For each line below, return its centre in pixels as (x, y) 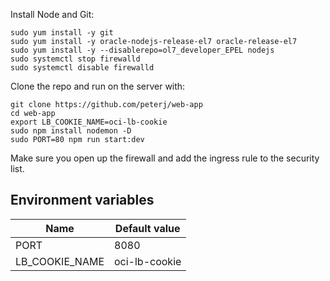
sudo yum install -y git (62, 33)
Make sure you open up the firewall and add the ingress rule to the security (165, 158)
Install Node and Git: (52, 14)
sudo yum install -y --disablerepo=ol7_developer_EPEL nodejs (142, 50)
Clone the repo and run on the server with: (98, 86)
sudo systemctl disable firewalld (82, 68)
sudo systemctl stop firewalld (75, 59)
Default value (147, 228)
